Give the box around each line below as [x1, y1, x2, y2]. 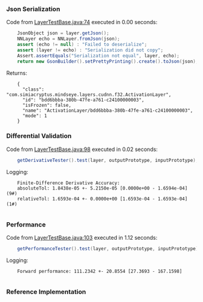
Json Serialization [6, 5, 60, 13]
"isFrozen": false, [22, 102, 71, 108]
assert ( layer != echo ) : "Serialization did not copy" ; [17, 47, 164, 53]
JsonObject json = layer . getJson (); [17, 30, 110, 36]
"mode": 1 [22, 112, 47, 119]
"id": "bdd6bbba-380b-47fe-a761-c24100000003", [22, 97, 145, 103]
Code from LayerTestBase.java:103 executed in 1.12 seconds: [6, 234, 158, 242]
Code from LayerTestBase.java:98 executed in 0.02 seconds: [6, 146, 158, 153]
